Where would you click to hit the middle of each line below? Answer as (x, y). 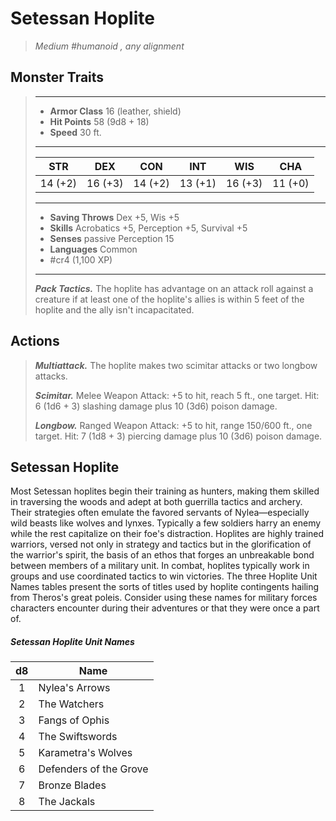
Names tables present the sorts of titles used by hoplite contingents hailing (165, 587)
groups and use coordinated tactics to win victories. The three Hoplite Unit (164, 576)
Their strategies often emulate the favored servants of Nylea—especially (160, 513)
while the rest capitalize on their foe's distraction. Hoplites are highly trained (167, 534)
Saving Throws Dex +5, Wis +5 (114, 217)
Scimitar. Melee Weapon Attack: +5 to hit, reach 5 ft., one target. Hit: (177, 395)
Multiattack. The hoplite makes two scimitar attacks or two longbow (176, 365)
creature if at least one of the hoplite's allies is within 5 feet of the (169, 299)
